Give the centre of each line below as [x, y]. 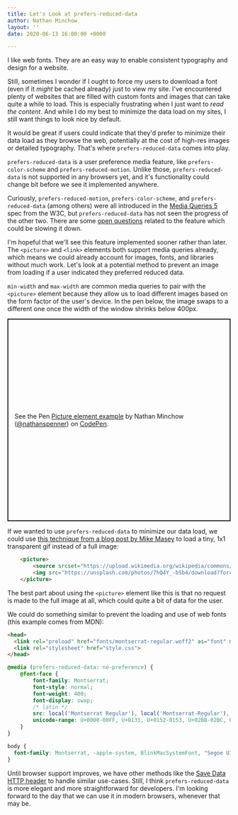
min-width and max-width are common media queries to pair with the [107, 286]
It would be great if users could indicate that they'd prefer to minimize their [117, 133]
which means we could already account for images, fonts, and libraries [111, 257]
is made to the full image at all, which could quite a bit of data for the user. [115, 600]
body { [17, 746]
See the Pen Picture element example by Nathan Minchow [99, 416]
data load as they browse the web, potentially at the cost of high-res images [119, 141]
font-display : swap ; [63, 701]
